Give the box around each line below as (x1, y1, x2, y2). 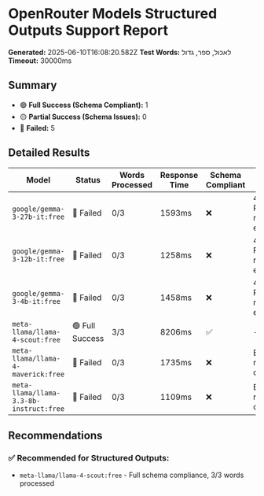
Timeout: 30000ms (8, 56, 72, 65)
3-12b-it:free (12, 254, 65, 264)
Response (159, 169, 199, 180)
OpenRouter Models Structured (8, 5, 218, 23)
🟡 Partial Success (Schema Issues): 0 (19, 112, 147, 121)
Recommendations (8, 428, 103, 442)
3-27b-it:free (12, 212, 65, 221)
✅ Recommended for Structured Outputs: (8, 452, 170, 463)
